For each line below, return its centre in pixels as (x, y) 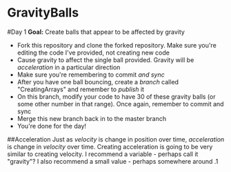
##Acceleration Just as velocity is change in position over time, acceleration (116, 139)
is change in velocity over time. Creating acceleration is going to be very (110, 146)
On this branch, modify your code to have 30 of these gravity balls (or (116, 96)
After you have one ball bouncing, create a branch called (98, 82)
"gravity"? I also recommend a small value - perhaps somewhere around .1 (113, 161)
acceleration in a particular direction (69, 67)
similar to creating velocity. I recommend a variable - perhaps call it (103, 154)
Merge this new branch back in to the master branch (92, 118)
